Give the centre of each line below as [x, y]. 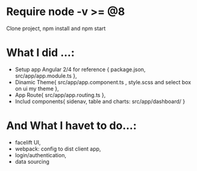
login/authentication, [40, 155]
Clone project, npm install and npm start [56, 28]
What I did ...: [41, 53]
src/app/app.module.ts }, [46, 76]
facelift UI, [28, 142]
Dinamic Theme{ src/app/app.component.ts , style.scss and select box [103, 82]
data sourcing [32, 161]
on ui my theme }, [37, 89]
